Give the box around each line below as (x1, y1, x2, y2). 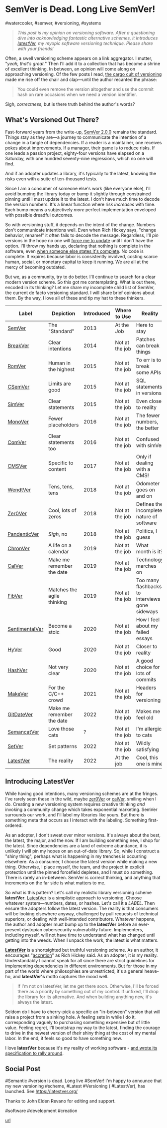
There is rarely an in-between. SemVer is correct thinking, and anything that (5, 874, 161, 880)
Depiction (52, 310, 76, 317)
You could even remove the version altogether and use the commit (17, 86, 154, 92)
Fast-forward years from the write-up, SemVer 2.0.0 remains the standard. (5, 129, 158, 135)
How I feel (136, 616, 160, 623)
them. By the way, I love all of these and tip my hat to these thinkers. (5, 295, 145, 301)
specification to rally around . (5, 1050, 64, 1056)
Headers (136, 684, 157, 691)
